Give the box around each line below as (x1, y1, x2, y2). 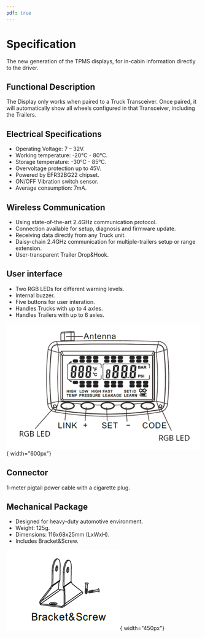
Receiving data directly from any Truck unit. (15, 231, 126, 239)
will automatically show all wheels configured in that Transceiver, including (6, 104, 195, 112)
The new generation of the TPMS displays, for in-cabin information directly (6, 57, 196, 64)
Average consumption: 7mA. (15, 184, 87, 192)
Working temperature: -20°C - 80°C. (15, 152, 108, 159)
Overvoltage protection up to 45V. (15, 165, 101, 172)
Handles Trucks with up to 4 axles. (15, 305, 103, 312)
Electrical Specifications (6, 129, 102, 139)
